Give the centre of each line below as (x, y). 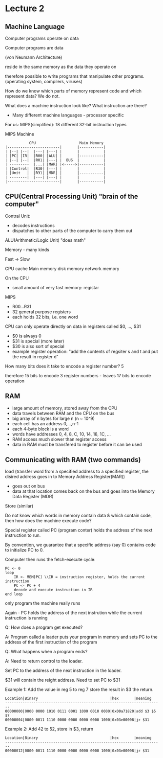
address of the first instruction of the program (51, 642)
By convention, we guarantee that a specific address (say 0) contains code (81, 545)
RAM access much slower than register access (59, 439)
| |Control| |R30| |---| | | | (55, 169)
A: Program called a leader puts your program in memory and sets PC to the (81, 637)
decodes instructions (33, 225)
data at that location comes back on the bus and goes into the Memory (83, 491)
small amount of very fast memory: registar (55, 287)
